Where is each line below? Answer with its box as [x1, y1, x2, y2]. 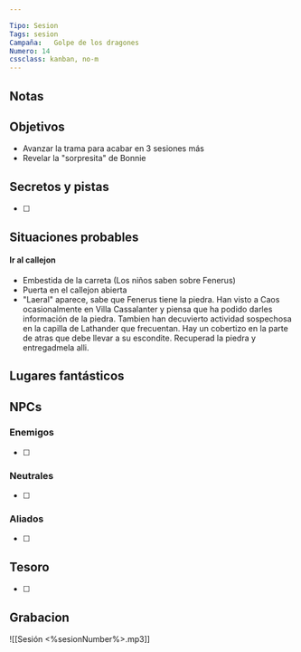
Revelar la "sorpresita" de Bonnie [22, 153, 146, 164]
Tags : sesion [9, 29, 59, 39]
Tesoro [9, 559, 50, 575]
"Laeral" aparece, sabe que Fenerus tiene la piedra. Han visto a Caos [22, 293, 280, 304]
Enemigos [9, 427, 54, 439]
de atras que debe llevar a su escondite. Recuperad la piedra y [22, 332, 256, 343]
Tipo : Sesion [9, 21, 59, 30]
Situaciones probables [9, 229, 139, 244]
